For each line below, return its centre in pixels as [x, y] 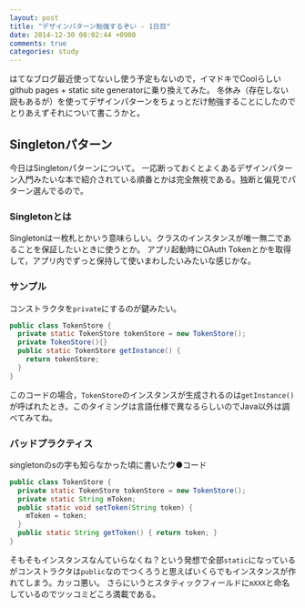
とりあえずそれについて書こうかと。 [77, 113]
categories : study [44, 52]
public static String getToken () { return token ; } [118, 533]
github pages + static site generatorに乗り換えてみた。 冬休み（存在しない [149, 90]
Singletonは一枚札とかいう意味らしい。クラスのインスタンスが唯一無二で [147, 238]
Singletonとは [41, 217]
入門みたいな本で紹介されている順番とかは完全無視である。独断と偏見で [152, 179]
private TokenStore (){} [62, 342]
